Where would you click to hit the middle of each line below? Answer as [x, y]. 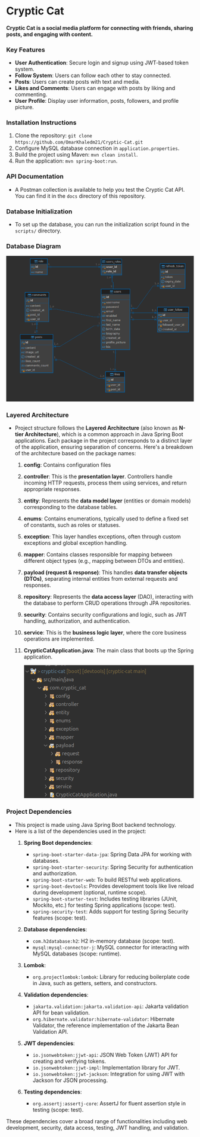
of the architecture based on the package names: [75, 453]
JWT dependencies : [49, 1043]
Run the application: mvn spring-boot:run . [66, 161]
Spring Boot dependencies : [58, 842]
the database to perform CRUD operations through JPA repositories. [107, 603]
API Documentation [35, 176]
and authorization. [55, 873]
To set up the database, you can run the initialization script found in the [102, 224]
